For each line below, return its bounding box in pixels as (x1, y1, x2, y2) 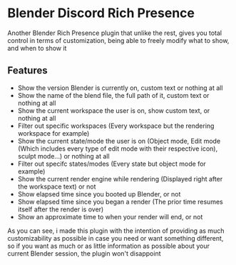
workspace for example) (17, 129, 90, 137)
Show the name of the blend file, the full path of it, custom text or (17, 91, 210, 99)
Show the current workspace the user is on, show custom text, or (17, 106, 210, 115)
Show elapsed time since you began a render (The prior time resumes (17, 197, 223, 206)
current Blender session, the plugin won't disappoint (7, 249, 162, 258)
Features (7, 64, 48, 76)
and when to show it (7, 44, 67, 52)
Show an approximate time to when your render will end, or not (17, 212, 203, 221)
